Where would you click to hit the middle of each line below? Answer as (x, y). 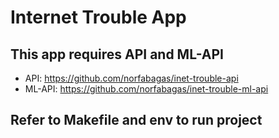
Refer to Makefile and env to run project (136, 120)
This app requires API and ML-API (117, 54)
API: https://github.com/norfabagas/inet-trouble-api (131, 78)
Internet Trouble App (98, 17)
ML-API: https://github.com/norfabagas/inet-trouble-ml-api (146, 89)
